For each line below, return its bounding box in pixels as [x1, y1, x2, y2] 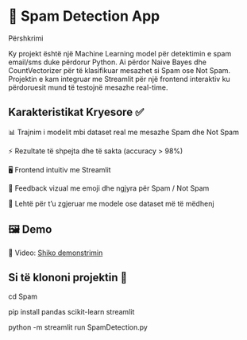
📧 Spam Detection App [8, 7, 160, 25]
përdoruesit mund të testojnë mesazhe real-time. [8, 83, 168, 92]
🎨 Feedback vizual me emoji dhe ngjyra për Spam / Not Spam [8, 183, 210, 193]
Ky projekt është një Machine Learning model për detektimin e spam [8, 48, 232, 58]
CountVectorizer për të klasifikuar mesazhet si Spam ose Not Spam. [8, 65, 231, 75]
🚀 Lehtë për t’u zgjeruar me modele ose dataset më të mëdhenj [8, 199, 214, 208]
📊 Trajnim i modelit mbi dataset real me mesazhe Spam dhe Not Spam [8, 127, 240, 137]
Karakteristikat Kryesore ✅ [8, 106, 145, 119]
